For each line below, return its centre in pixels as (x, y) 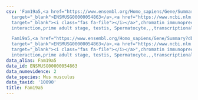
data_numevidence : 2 (32, 71)
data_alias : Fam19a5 (32, 60)
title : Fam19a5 (25, 88)
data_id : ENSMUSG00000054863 (42, 66)
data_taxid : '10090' (32, 82)
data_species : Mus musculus (41, 77)
